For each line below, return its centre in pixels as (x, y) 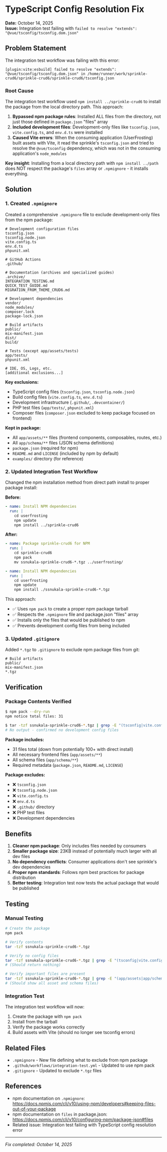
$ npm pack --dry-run (28, 712)
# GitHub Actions (23, 259)
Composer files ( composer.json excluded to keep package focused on (84, 413)
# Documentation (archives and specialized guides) (60, 273)
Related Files (26, 1048)
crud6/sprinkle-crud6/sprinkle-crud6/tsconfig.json (60, 78)
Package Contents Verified (38, 701)
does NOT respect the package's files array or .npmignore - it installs (77, 168)
